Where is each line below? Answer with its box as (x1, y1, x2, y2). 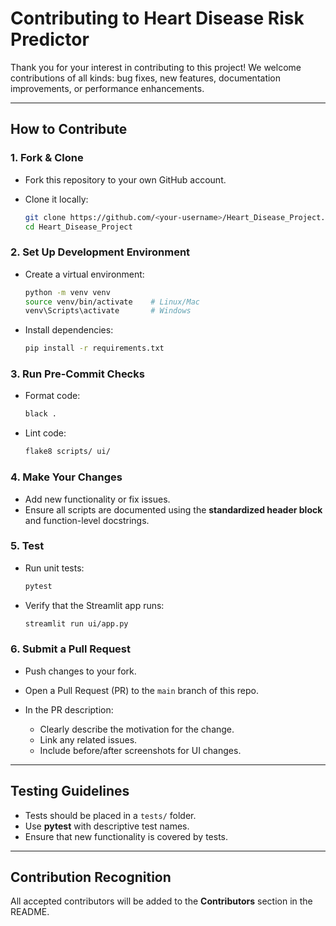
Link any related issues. (39, 733, 138, 746)
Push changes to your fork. (24, 665, 137, 677)
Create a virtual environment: (24, 268, 145, 280)
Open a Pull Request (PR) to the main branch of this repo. (24, 684, 259, 696)
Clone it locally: (24, 193, 89, 205)
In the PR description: (24, 703, 114, 716)
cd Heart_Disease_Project (24, 222, 133, 232)
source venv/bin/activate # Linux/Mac (24, 297, 200, 307)
